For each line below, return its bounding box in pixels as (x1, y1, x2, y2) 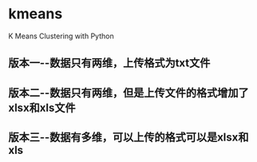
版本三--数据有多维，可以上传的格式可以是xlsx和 (8, 131, 249, 144)
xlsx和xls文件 (8, 101, 76, 114)
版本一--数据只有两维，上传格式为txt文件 (8, 57, 211, 70)
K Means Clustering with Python (8, 31, 114, 41)
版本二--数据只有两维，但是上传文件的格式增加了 (8, 85, 249, 100)
